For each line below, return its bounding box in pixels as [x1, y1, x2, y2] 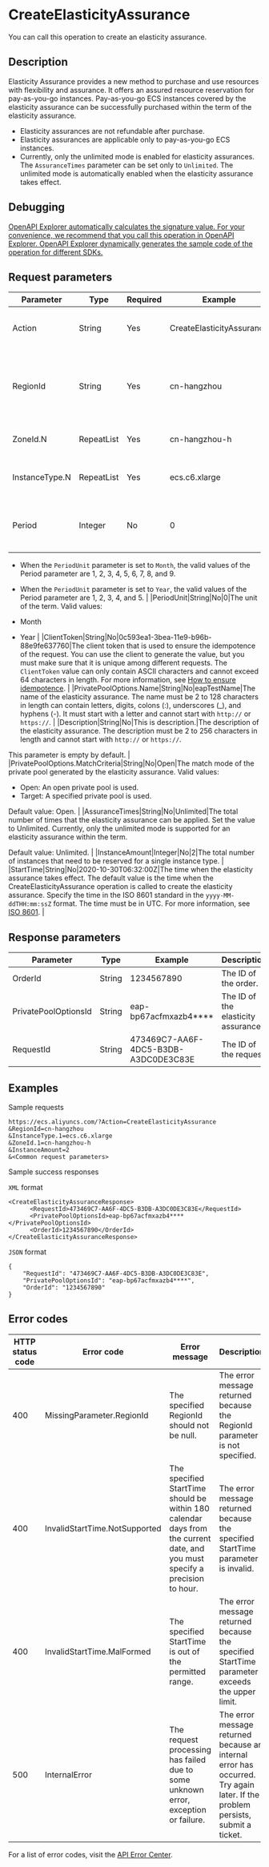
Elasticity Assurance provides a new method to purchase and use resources [8, 76, 259, 86]
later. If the [219, 1789, 260, 1800]
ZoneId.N [12, 434, 47, 445]
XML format [8, 1183, 43, 1192]
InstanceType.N [12, 472, 71, 483]
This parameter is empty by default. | [8, 750, 130, 760]
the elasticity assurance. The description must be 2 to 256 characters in [19, 726, 258, 736]
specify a [169, 1563, 204, 1574]
